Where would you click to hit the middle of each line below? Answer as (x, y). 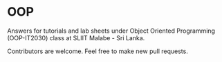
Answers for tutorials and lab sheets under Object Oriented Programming (111, 31)
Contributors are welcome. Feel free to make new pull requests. (98, 51)
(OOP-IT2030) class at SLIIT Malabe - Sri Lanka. (76, 37)
